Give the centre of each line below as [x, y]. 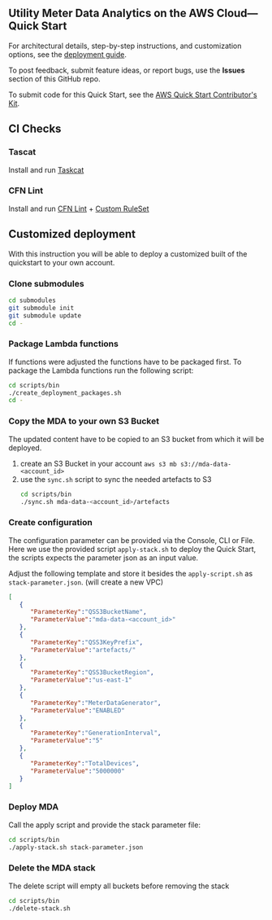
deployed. [25, 448]
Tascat [22, 152]
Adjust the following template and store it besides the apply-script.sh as [131, 573]
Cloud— [237, 13]
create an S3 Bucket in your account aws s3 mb [98, 463]
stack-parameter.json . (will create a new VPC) [86, 582]
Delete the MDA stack [52, 868]
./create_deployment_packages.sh [65, 393]
